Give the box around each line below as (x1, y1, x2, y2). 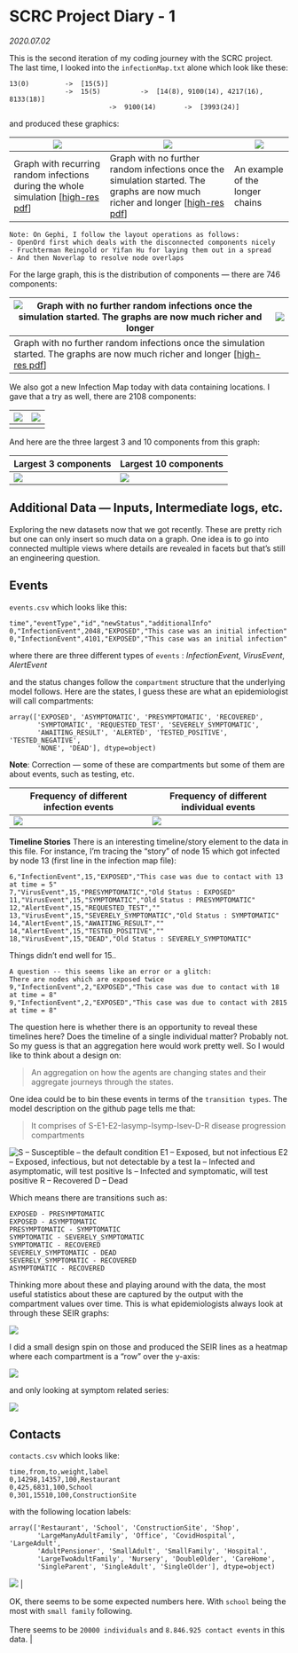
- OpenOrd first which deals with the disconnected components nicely (9, 238, 276, 247)
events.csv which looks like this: (9, 602, 127, 612)
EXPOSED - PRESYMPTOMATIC (9, 1209, 105, 1218)
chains (233, 196, 263, 209)
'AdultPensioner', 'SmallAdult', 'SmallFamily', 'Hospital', (36, 1547, 268, 1556)
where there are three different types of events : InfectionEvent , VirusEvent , (9, 649, 286, 660)
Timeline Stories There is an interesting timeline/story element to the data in (9, 836, 289, 846)
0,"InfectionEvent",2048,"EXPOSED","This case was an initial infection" (9, 626, 288, 635)
